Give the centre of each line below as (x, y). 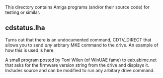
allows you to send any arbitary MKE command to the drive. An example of (82, 45)
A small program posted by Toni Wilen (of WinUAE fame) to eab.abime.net (81, 60)
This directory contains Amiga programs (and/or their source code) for (78, 7)
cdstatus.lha (25, 28)
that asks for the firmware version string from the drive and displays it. (77, 65)
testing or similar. (23, 12)
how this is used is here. (30, 50)
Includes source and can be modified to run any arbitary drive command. (80, 70)
